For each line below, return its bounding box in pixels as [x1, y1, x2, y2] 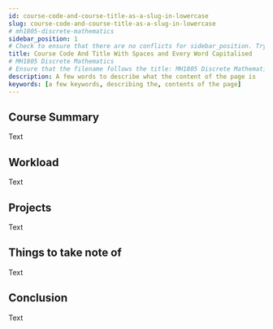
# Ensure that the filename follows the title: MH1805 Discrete [8, 65, 231, 73]
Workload [8, 156, 59, 169]
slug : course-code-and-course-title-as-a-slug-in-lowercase [8, 20, 217, 28]
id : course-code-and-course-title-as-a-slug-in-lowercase [8, 11, 209, 20]
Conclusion [8, 291, 68, 305]
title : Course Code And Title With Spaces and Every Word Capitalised [8, 50, 253, 58]
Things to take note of [8, 246, 122, 260]
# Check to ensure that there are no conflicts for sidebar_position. [8, 42, 253, 50]
